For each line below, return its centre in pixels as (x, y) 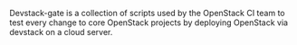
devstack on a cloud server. (61, 32)
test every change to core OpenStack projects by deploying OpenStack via (148, 22)
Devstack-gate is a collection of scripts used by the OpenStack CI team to (147, 13)
